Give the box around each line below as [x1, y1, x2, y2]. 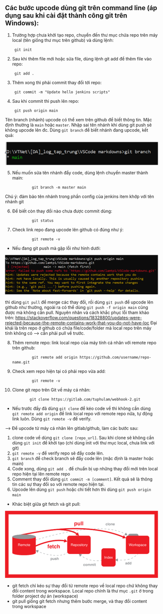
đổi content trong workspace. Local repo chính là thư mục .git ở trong [12, 588, 154, 594]
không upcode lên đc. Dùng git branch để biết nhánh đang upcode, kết [5, 127, 148, 133]
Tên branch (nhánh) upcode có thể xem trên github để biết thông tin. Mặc [5, 116, 152, 122]
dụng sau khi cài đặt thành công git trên [5, 12, 128, 20]
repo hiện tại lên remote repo [12, 471, 70, 477]
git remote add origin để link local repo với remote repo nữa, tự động [12, 410, 153, 416]
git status [32, 218, 54, 223]
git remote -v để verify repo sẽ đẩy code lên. [12, 450, 104, 456]
